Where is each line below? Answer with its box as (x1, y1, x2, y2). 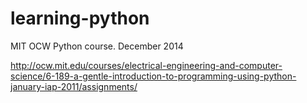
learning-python (10, 7, 150, 30)
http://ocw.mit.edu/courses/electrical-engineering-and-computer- (10, 59, 283, 71)
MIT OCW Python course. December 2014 (10, 40, 184, 52)
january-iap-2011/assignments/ (10, 80, 138, 92)
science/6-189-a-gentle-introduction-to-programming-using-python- (10, 70, 297, 82)
